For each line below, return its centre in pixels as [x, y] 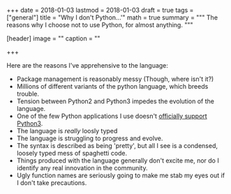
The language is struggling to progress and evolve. [90, 138]
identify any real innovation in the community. [82, 168]
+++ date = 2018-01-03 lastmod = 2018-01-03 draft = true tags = [100, 10]
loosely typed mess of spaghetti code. [72, 153]
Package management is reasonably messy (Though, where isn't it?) [115, 79]
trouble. [28, 94]
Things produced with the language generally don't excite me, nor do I [118, 161]
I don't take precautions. [52, 183]
